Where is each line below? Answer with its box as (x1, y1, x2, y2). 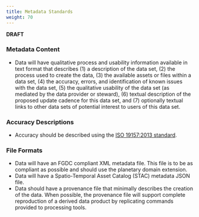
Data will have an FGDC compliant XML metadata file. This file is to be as (14, 160, 193, 167)
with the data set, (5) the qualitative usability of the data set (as (14, 84, 170, 91)
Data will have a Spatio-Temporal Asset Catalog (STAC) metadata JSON (14, 172, 190, 180)
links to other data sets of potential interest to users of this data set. (14, 103, 181, 110)
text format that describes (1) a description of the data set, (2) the (14, 65, 175, 72)
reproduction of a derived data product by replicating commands (14, 197, 174, 205)
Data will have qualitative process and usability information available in (14, 59, 188, 66)
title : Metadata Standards (6, 8, 73, 15)
